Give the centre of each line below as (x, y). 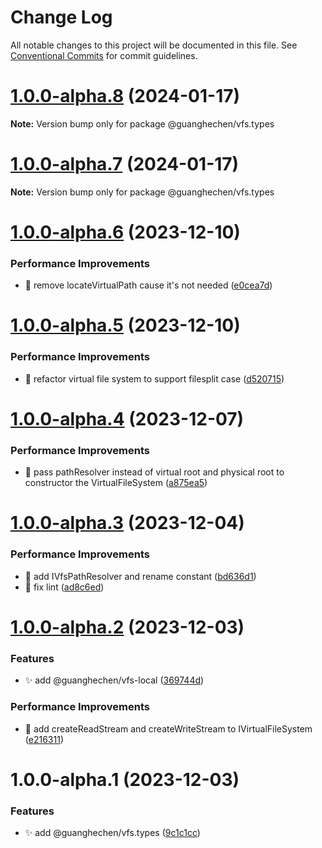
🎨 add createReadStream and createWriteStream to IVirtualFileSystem (168, 728)
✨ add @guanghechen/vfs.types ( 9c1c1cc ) (112, 833)
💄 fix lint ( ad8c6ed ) (64, 587)
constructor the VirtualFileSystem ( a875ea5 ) (116, 483)
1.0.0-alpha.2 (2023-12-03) (127, 627)
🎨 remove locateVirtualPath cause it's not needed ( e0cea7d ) (148, 285)
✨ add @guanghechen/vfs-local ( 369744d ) (114, 680)
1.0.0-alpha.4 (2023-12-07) (127, 418)
